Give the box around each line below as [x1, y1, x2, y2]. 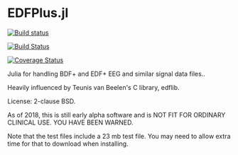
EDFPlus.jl [7, 5, 69, 21]
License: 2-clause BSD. [7, 97, 76, 105]
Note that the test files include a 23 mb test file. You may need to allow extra [7, 132, 231, 140]
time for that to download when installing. [7, 139, 129, 148]
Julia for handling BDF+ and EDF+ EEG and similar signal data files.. [7, 69, 206, 78]
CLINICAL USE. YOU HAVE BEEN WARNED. [7, 118, 134, 127]
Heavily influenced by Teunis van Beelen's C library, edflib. [7, 83, 180, 91]
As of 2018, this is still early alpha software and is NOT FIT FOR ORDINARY [7, 110, 226, 119]
